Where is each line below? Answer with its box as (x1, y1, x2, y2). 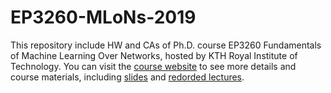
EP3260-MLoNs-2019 (10, 6, 197, 29)
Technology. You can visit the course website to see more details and (10, 60, 297, 72)
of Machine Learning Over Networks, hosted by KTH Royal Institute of (10, 49, 298, 61)
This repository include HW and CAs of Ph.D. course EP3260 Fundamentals (10, 39, 322, 51)
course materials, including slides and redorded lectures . (10, 71, 245, 83)
